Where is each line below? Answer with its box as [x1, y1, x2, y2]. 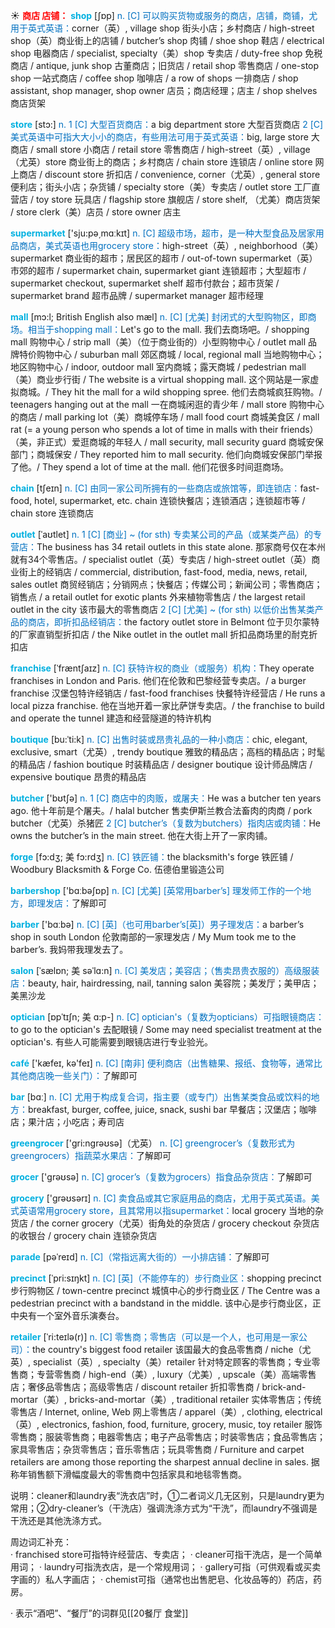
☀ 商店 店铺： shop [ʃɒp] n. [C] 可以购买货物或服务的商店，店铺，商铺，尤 [10, 10, 318, 21]
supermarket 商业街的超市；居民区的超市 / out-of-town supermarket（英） [10, 252, 318, 264]
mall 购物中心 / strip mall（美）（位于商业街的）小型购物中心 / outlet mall [10, 336, 307, 348]
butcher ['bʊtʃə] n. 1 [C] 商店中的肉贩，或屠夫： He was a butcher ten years [10, 792, 322, 804]
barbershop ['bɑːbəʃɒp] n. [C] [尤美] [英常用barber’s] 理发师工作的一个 [10, 885, 303, 896]
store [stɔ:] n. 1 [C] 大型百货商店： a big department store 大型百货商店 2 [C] [10, 119, 324, 130]
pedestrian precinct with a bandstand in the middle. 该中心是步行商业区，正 [10, 1297, 322, 1309]
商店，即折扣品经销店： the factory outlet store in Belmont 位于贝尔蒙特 [27, 616, 320, 628]
